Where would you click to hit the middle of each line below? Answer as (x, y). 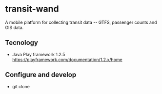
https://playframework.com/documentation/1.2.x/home (67, 60)
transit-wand (32, 9)
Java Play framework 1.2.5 (39, 54)
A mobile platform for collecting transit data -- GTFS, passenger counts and (81, 22)
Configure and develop (41, 75)
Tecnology (21, 43)
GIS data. (14, 27)
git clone (21, 86)
